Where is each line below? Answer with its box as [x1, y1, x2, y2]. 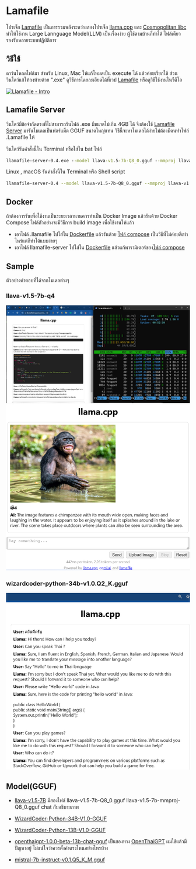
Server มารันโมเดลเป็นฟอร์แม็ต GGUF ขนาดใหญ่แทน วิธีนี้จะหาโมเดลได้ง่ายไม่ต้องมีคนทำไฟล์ [6, 127, 190, 134]
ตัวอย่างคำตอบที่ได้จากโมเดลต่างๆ [6, 276, 69, 283]
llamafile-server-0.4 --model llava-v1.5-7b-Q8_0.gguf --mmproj [6, 180, 166, 187]
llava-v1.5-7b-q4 [6, 292, 55, 300]
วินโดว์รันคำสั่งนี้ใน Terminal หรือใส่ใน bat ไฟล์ [6, 145, 102, 152]
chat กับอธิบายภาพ [40, 803, 79, 810]
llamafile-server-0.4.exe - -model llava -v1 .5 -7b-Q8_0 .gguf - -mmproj [6, 158, 176, 163]
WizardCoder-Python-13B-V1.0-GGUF [14, 827, 106, 834]
